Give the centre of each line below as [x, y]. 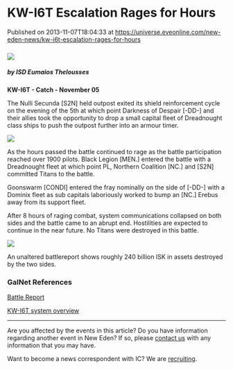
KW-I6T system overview [43, 311]
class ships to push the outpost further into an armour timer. [93, 125]
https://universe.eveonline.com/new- [168, 32]
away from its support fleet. [47, 202]
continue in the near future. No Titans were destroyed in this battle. [103, 230]
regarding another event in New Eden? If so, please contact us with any [109, 338]
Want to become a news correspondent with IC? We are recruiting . [102, 359]
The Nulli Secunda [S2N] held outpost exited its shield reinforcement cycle [114, 103]
